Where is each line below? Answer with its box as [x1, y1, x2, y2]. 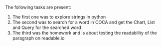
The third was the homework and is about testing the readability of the [12, 30, 157, 35]
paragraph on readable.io [12, 35, 65, 41]
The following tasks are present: [5, 4, 71, 10]
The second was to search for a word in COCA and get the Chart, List [12, 19, 156, 25]
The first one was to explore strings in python [12, 14, 106, 19]
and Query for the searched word [12, 24, 81, 30]
